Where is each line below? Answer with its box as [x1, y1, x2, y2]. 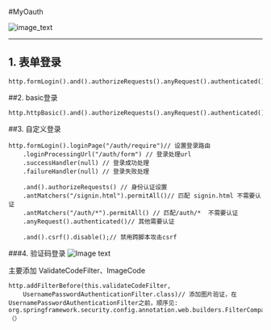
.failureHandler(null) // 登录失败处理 [23, 167, 149, 176]
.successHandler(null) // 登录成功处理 [23, 159, 149, 167]
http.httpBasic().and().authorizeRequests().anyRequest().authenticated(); [8, 108, 269, 116]
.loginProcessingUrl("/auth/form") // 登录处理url [23, 150, 192, 159]
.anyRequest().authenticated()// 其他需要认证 [23, 218, 175, 226]
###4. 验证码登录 [8, 248, 66, 258]
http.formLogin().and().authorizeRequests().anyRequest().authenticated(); [8, 77, 269, 86]
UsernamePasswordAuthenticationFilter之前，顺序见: [8, 298, 179, 307]
